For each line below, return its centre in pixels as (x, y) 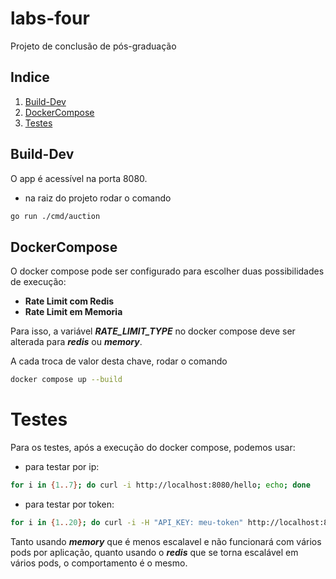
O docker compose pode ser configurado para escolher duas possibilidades (167, 271)
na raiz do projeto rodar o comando (98, 198)
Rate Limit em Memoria (73, 312)
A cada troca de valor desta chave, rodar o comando (119, 361)
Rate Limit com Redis (69, 301)
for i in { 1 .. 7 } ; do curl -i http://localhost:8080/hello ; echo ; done (160, 485)
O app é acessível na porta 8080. (79, 178)
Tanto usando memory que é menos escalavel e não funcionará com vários (166, 541)
